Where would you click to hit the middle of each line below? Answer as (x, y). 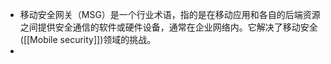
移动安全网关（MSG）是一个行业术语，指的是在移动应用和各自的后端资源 (170, 14)
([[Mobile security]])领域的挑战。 (88, 39)
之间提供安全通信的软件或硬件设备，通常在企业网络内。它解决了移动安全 (168, 27)
